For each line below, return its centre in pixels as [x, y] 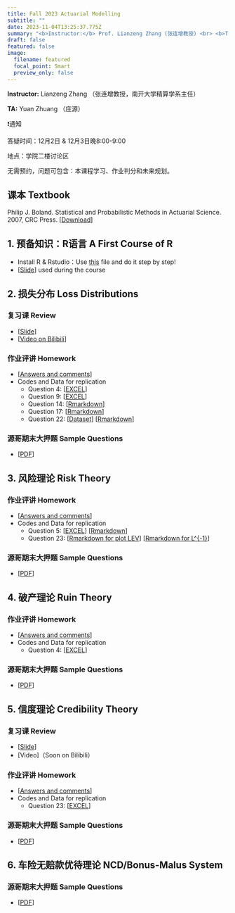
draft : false [26, 40]
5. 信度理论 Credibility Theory [73, 709]
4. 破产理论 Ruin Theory [60, 597]
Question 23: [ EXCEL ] [59, 806]
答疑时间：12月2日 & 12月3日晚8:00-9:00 [67, 141]
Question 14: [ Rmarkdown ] [66, 404]
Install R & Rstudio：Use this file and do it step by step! [97, 262]
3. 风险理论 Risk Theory [59, 478]
